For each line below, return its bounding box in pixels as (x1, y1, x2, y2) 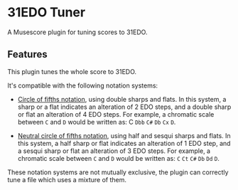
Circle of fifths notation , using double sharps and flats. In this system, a (17, 95, 227, 103)
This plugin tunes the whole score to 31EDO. (7, 67, 137, 75)
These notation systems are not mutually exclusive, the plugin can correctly (7, 168, 229, 176)
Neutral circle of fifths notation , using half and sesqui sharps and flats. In (17, 131, 231, 139)
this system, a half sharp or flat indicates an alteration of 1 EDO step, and (17, 139, 231, 147)
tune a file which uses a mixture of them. (7, 175, 126, 184)
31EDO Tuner (7, 4, 86, 21)
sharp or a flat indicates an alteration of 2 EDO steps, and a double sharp (17, 102, 232, 111)
